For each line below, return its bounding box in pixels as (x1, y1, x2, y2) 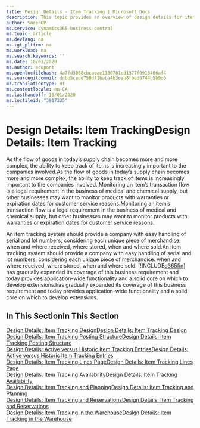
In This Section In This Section (6, 311, 119, 321)
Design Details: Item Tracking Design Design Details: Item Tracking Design (6, 327, 187, 334)
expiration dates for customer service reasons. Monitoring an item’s (6, 200, 171, 207)
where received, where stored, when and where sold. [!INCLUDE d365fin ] (6, 262, 186, 269)
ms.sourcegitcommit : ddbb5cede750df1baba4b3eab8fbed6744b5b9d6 (6, 75, 167, 81)
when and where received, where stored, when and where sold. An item (6, 243, 182, 250)
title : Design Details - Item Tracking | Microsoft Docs (6, 8, 151, 15)
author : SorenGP (6, 20, 46, 26)
